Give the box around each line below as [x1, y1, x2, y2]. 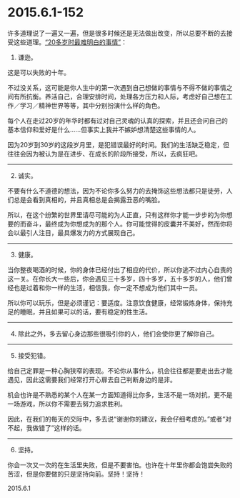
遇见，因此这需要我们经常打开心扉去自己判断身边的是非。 [7, 375, 176, 384]
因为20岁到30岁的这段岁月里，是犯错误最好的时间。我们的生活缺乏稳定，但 [7, 140, 230, 149]
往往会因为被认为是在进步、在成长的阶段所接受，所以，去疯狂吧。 [7, 149, 201, 158]
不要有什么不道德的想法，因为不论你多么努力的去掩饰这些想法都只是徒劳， [7, 186, 226, 195]
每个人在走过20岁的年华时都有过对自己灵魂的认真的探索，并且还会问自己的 [7, 116, 229, 125]
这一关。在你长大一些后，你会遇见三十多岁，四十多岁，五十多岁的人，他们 [7, 274, 226, 283]
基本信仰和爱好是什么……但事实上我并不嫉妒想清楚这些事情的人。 [7, 125, 200, 134]
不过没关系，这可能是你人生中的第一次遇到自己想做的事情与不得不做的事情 [7, 83, 226, 91]
